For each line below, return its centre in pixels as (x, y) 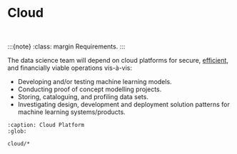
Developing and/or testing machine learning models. (95, 81)
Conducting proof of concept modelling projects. (90, 89)
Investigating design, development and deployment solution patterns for (123, 104)
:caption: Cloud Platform (46, 125)
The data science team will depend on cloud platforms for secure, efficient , (118, 60)
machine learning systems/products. (72, 112)
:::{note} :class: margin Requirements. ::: (66, 46)
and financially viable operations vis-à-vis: (70, 68)
